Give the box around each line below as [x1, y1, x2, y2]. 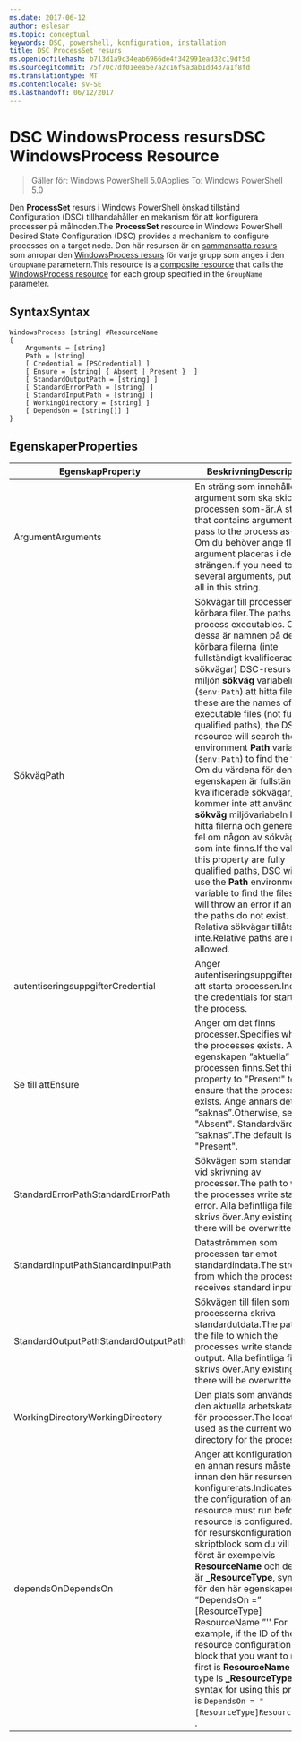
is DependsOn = [194, 1694, 255, 1707]
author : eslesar [9, 22, 70, 30]
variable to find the [194, 887, 274, 900]
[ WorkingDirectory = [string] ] [25, 399, 150, 408]
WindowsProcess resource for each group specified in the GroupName [9, 269, 262, 280]
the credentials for [194, 991, 272, 1004]
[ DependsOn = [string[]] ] [25, 407, 130, 416]
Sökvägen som [194, 1155, 258, 1168]
